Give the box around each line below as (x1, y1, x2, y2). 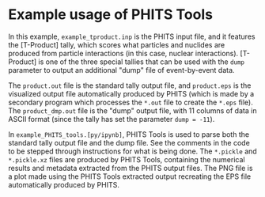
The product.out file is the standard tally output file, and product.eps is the (8, 81, 252, 90)
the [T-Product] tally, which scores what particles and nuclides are (8, 40, 225, 49)
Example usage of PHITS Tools (8, 6, 214, 24)
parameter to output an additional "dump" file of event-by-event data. (8, 65, 235, 74)
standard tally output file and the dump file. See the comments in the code (8, 138, 251, 147)
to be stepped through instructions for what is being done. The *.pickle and (8, 146, 257, 156)
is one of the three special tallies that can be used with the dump (38, 57, 245, 66)
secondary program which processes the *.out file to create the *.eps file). (8, 97, 253, 107)
